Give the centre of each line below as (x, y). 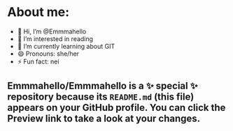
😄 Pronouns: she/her (48, 54)
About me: (38, 12)
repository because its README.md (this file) (101, 97)
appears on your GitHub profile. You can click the (116, 108)
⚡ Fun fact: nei (38, 61)
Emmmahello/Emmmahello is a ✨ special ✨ (103, 86)
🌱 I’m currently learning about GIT (66, 46)
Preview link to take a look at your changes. (104, 119)
